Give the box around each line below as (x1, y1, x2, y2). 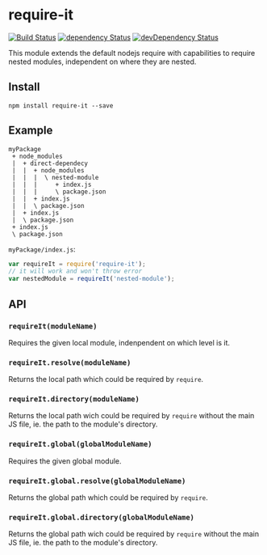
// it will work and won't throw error (8, 267, 143, 276)
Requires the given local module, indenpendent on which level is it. (8, 337, 231, 347)
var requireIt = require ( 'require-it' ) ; (8, 260, 147, 268)
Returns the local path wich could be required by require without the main (8, 411, 255, 421)
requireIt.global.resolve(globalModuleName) (8, 476, 186, 485)
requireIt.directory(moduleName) (8, 395, 140, 404)
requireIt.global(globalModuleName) (8, 439, 152, 449)
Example (8, 124, 53, 138)
